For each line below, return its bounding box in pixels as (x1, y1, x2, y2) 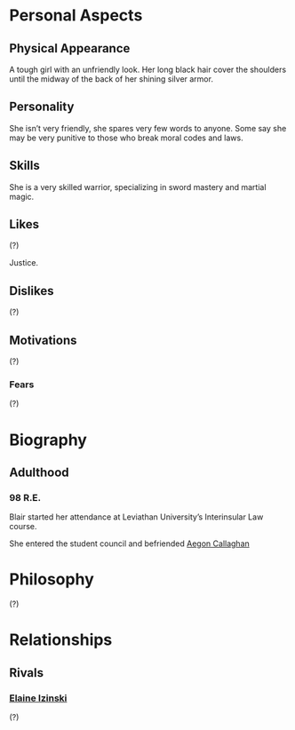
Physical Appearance (9, 41, 131, 56)
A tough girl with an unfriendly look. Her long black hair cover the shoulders (9, 64, 287, 75)
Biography (9, 430, 87, 449)
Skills (9, 158, 40, 173)
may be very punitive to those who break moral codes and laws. (9, 132, 243, 143)
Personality (9, 99, 75, 115)
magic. (9, 191, 35, 202)
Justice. (9, 258, 38, 268)
